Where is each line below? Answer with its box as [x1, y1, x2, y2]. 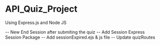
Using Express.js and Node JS [5, 20, 67, 25]
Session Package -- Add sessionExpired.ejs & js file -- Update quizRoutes [5, 34, 156, 40]
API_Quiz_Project [5, 3, 78, 15]
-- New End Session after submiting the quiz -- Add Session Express [5, 29, 145, 35]
